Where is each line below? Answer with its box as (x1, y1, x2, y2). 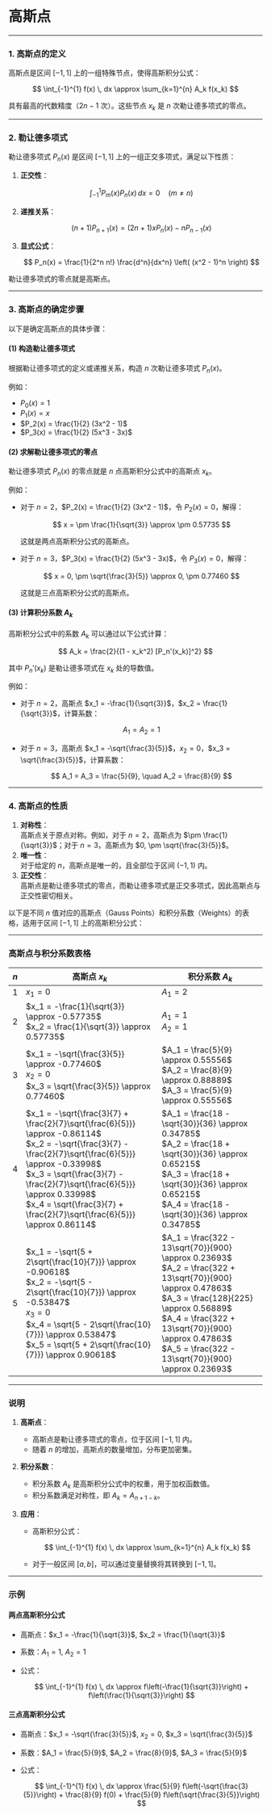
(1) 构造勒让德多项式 (8, 344, 75, 354)
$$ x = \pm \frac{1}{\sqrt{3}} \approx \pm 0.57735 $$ (52, 520, 231, 530)
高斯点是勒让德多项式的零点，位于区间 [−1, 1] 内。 (31, 1434, 197, 1444)
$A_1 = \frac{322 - (161, 1232, 236, 1244)
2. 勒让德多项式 (8, 132, 69, 143)
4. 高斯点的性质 (8, 800, 69, 812)
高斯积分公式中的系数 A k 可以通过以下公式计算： (8, 628, 169, 640)
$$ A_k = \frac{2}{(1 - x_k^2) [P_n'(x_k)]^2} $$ (57, 646, 214, 656)
